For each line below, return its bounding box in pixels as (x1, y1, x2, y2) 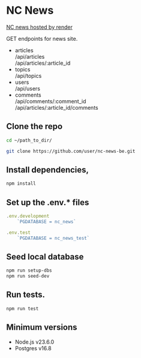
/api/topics (14, 72, 42, 79)
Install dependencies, (6, 164, 89, 175)
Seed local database (6, 251, 84, 261)
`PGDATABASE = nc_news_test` (17, 235, 90, 241)
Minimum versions (6, 322, 77, 333)
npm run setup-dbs (6, 267, 52, 273)
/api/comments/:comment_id (14, 97, 86, 105)
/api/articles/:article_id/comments (14, 104, 98, 111)
